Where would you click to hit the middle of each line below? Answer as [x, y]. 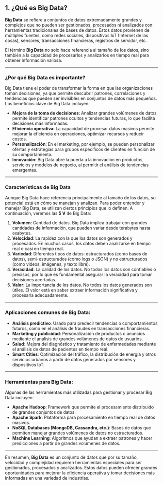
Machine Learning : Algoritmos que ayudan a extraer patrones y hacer [82, 438]
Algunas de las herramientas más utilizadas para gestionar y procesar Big [79, 392]
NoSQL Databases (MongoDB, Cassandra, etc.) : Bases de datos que [81, 428]
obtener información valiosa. [33, 60]
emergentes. [25, 170]
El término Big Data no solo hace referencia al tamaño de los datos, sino [77, 50]
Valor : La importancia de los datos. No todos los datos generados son [82, 285]
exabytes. [22, 233]
